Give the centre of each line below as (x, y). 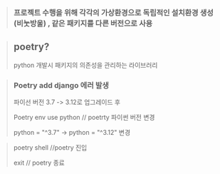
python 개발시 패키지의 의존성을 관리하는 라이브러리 (85, 65)
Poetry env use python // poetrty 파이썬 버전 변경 (84, 118)
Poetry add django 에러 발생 (61, 85)
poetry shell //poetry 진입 (50, 148)
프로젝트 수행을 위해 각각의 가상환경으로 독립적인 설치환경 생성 (114, 12)
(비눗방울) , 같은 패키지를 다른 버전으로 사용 (83, 23)
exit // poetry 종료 (39, 163)
